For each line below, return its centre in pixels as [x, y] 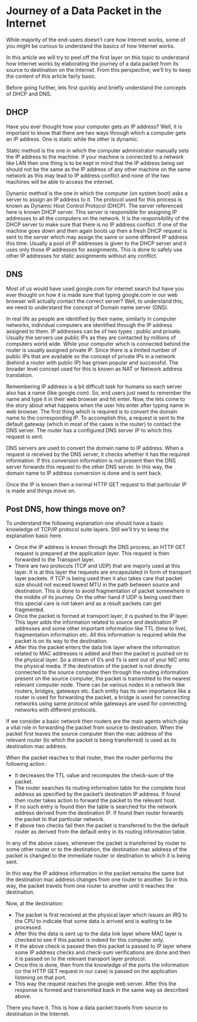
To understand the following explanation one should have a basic [85, 523]
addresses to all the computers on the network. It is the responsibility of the [98, 218]
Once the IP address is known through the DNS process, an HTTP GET [100, 547]
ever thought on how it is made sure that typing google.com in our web [92, 295]
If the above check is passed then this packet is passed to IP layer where [103, 946]
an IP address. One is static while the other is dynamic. [73, 139]
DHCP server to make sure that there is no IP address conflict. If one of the [97, 224]
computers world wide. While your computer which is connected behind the [98, 343]
